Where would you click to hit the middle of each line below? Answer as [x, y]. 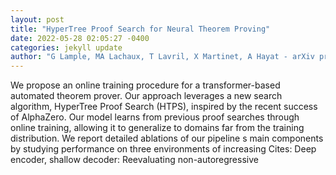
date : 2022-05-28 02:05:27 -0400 [80, 38]
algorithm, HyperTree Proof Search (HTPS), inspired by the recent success [164, 107]
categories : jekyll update [66, 47]
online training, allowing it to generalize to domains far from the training [157, 128]
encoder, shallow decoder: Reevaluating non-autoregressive [134, 160]
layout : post [37, 19]
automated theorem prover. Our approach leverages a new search [146, 96]
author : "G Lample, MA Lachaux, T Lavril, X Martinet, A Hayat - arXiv [162, 57]
